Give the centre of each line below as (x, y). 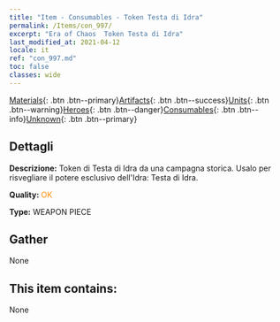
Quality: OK (31, 195)
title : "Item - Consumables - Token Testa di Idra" (106, 17)
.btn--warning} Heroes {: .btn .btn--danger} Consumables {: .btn (122, 109)
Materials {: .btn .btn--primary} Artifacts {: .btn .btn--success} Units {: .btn (139, 100)
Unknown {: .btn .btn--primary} (82, 119)
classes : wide (35, 75)
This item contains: (63, 288)
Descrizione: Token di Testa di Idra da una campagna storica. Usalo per (140, 168)
